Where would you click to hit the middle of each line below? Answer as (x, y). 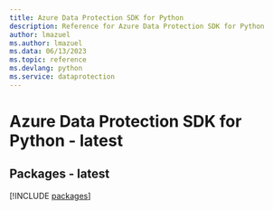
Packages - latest (60, 174)
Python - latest (66, 140)
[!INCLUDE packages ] (50, 196)
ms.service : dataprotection (62, 77)
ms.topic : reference (48, 60)
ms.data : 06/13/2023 (48, 52)
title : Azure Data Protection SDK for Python (96, 18)
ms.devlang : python (46, 69)
